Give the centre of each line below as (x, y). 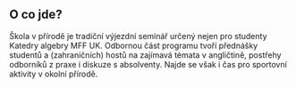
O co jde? (36, 15)
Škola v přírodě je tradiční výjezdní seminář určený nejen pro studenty (138, 36)
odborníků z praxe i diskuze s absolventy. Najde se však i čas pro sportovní (148, 64)
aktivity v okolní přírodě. (54, 74)
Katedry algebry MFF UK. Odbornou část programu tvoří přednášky (134, 45)
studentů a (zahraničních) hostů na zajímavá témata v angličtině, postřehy (145, 55)
